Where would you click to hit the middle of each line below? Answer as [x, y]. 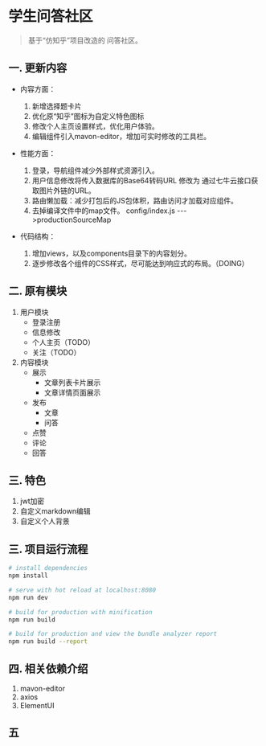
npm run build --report [48, 641]
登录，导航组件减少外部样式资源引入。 [95, 170]
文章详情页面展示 [72, 392]
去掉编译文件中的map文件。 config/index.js [103, 211]
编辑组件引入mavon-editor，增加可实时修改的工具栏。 [121, 136]
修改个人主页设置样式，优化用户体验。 [95, 126]
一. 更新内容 [38, 68]
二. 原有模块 [38, 291]
